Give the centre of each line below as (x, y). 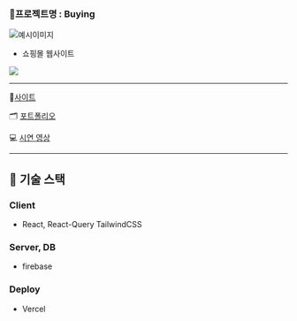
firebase (37, 266)
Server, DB (32, 247)
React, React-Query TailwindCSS (82, 224)
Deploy (25, 289)
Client (22, 205)
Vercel (34, 309)
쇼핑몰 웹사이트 (48, 54)
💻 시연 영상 (30, 138)
